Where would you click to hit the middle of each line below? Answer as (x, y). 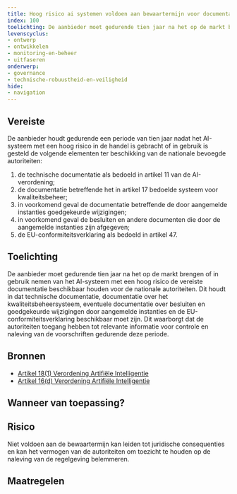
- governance (26, 73)
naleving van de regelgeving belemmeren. (68, 459)
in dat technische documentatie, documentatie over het (88, 296)
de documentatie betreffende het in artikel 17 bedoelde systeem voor (118, 189)
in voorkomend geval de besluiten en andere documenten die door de (119, 219)
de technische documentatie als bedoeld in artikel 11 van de (104, 175)
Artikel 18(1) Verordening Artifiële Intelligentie (83, 373)
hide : (15, 86)
